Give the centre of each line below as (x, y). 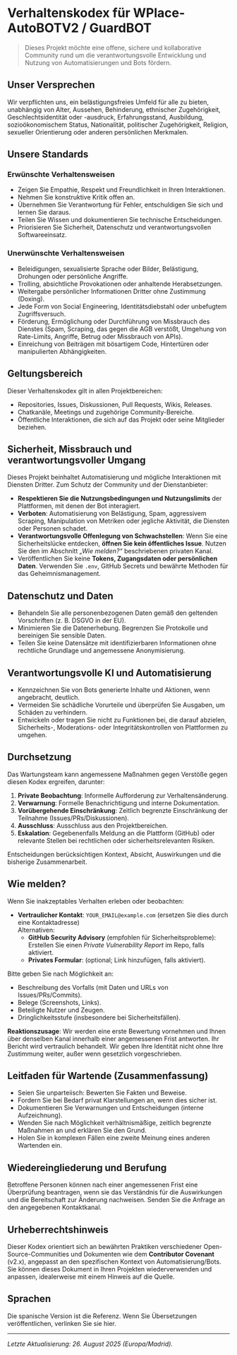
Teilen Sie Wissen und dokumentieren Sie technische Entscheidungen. (120, 220)
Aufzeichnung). (40, 1115)
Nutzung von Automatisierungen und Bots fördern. (98, 62)
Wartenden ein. (39, 1146)
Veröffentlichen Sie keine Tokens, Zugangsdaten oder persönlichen (117, 559)
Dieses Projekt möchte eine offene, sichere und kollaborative (113, 47)
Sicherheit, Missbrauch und (69, 449)
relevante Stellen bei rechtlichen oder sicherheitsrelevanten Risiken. (116, 841)
